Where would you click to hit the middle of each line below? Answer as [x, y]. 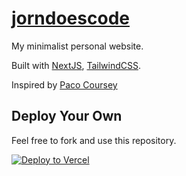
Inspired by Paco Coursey [64, 84]
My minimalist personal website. [77, 46]
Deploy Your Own [67, 116]
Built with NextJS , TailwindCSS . [76, 65]
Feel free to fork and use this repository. [94, 140]
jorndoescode [70, 18]
